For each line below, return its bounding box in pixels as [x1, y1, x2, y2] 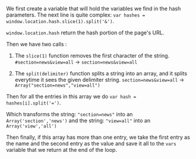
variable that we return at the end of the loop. [6, 147, 118, 153]
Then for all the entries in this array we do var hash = [6, 93, 137, 100]
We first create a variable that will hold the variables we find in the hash [6, 5, 181, 12]
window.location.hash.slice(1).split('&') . [6, 18, 115, 24]
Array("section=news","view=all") [14, 82, 100, 88]
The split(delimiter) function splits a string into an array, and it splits [14, 70, 188, 77]
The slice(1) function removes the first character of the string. [14, 52, 170, 59]
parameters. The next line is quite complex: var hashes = [6, 11, 146, 18]
